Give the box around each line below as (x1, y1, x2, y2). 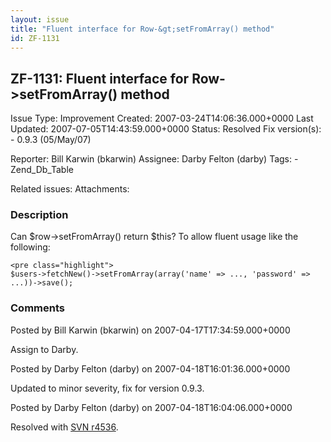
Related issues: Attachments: (10, 183, 130, 195)
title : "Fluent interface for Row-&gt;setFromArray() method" (10, 24, 275, 34)
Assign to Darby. (10, 343, 79, 355)
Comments (10, 301, 65, 315)
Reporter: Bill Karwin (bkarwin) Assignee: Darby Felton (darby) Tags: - (10, 153, 299, 165)
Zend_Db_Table (10, 164, 74, 176)
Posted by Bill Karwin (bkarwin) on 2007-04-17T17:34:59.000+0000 (10, 324, 291, 336)
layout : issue (10, 14, 70, 25)
